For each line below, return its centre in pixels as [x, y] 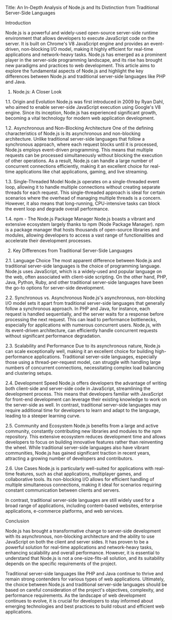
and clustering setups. [29, 373]
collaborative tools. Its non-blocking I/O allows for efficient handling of [80, 479]
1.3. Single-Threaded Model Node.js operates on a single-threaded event [82, 181]
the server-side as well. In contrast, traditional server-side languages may [83, 405]
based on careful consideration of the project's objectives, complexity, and [85, 590]
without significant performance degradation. [53, 336]
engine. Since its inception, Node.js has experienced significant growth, [81, 113]
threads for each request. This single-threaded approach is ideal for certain [85, 192]
